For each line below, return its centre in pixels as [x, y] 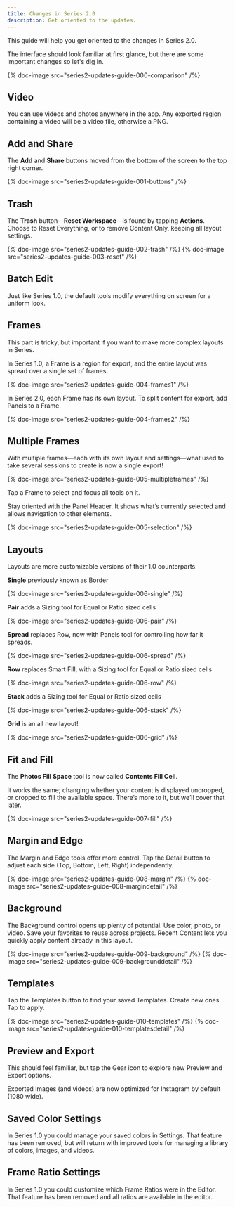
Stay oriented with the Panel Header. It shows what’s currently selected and [116, 506]
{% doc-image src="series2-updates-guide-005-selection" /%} [100, 527]
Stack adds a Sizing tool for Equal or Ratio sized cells [84, 697]
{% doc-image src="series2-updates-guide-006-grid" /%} [92, 737]
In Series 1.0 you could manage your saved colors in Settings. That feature [115, 1135]
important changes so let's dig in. [55, 61]
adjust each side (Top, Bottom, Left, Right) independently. [90, 865]
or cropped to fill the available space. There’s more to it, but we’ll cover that [116, 798]
